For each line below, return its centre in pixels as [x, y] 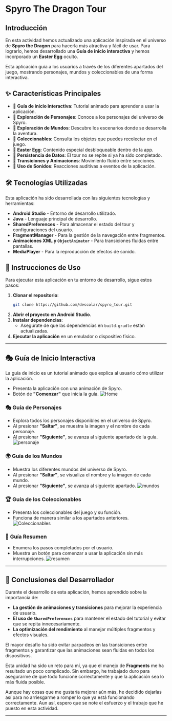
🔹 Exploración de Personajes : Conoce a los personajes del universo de [88, 117]
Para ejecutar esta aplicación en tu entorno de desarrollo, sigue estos [79, 280]
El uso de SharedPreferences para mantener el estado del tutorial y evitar [89, 618]
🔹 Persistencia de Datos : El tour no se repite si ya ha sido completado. [87, 155]
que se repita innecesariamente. [47, 624]
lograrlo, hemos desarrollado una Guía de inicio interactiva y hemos [78, 51]
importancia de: [22, 598]
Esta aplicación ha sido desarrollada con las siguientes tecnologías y [78, 198]
